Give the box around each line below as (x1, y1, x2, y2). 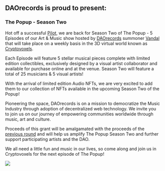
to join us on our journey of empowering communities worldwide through (5, 111, 154, 117)
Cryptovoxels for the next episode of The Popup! (5, 151, 105, 157)
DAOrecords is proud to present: (5, 4, 107, 12)
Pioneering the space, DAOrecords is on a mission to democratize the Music (5, 101, 161, 106)
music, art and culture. (5, 116, 51, 122)
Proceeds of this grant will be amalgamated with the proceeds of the (5, 126, 145, 132)
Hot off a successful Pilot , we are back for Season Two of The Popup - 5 (5, 30, 153, 36)
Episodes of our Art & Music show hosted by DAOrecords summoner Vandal (5, 35, 160, 41)
